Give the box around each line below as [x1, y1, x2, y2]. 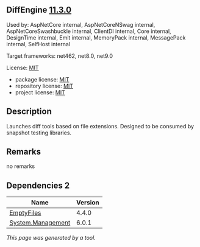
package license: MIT [15, 75, 70, 83]
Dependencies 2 [6, 180, 70, 190]
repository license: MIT [15, 82, 74, 89]
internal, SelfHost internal [6, 40, 70, 47]
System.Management [9, 218, 71, 227]
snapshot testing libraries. [6, 129, 72, 136]
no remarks [6, 162, 35, 170]
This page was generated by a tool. [6, 234, 96, 242]
